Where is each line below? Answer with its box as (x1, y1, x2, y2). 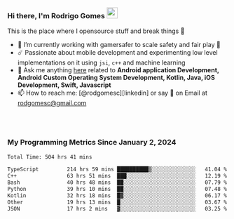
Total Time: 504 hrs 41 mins (7, 153, 92, 161)
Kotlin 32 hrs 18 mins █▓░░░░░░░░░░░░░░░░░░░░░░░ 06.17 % (7, 192, 228, 199)
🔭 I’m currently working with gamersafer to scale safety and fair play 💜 (17, 41, 221, 49)
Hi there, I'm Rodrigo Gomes (7, 11, 105, 20)
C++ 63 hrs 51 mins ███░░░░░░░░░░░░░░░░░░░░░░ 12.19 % (7, 173, 228, 180)
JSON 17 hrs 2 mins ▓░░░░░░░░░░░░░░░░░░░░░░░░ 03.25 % (7, 205, 228, 212)
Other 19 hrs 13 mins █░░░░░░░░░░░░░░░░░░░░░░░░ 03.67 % (7, 199, 228, 206)
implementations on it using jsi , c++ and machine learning (17, 58, 186, 67)
